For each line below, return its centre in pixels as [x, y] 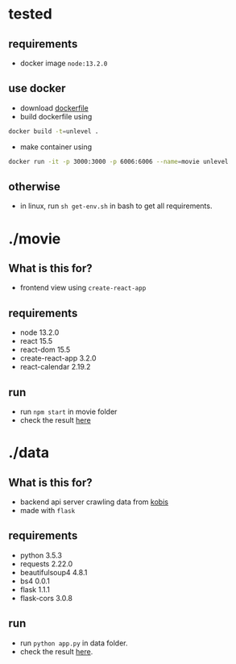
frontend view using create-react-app [83, 288]
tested [30, 14]
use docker [37, 88]
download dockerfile [54, 108]
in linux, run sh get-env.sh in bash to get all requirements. [116, 206]
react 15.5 [36, 341]
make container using [56, 147]
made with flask [48, 510]
